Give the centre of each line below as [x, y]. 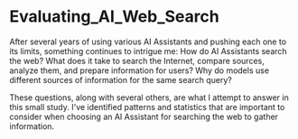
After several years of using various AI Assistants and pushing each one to [148, 42]
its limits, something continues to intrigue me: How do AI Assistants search [148, 51]
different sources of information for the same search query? [121, 79]
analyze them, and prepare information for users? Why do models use [139, 70]
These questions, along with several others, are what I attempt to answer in [149, 97]
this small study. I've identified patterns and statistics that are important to [147, 107]
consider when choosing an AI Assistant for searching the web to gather [144, 116]
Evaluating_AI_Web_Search [114, 17]
